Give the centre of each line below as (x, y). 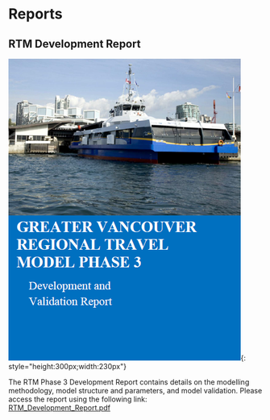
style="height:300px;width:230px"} (68, 366)
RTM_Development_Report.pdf (60, 408)
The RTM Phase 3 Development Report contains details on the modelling (129, 382)
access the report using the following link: (78, 399)
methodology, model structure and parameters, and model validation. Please (135, 391)
